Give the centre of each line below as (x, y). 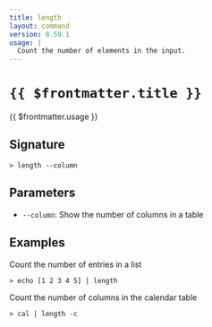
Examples (37, 243)
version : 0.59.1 (39, 34)
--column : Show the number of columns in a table (113, 214)
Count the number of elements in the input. (102, 51)
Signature (37, 145)
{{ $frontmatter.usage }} (54, 116)
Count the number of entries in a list (76, 264)
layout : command (39, 26)
